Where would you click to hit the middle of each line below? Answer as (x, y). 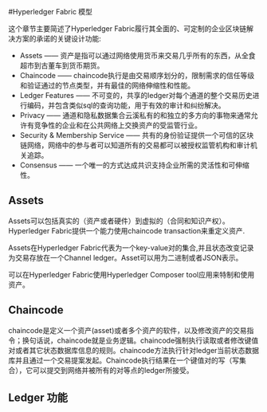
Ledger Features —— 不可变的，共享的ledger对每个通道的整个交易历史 (136, 95)
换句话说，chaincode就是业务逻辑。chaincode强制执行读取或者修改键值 (140, 340)
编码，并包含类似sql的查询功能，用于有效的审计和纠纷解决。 (126, 105)
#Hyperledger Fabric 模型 (51, 12)
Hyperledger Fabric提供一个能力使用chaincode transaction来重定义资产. (127, 230)
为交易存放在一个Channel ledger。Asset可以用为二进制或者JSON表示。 (126, 257)
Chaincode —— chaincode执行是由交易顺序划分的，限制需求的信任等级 (137, 75)
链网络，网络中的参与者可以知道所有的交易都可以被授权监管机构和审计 (135, 145)
